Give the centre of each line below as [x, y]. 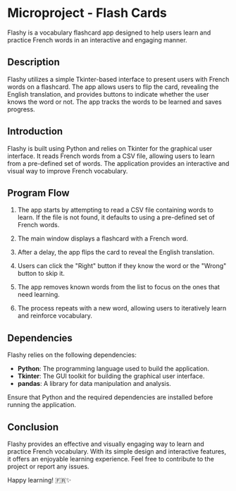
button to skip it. [41, 274]
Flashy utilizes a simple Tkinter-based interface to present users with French [118, 79]
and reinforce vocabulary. [55, 316]
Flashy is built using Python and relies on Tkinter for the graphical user [110, 148]
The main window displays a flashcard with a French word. [103, 238]
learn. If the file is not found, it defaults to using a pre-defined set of [116, 217]
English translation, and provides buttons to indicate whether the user [108, 94]
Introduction [35, 132]
